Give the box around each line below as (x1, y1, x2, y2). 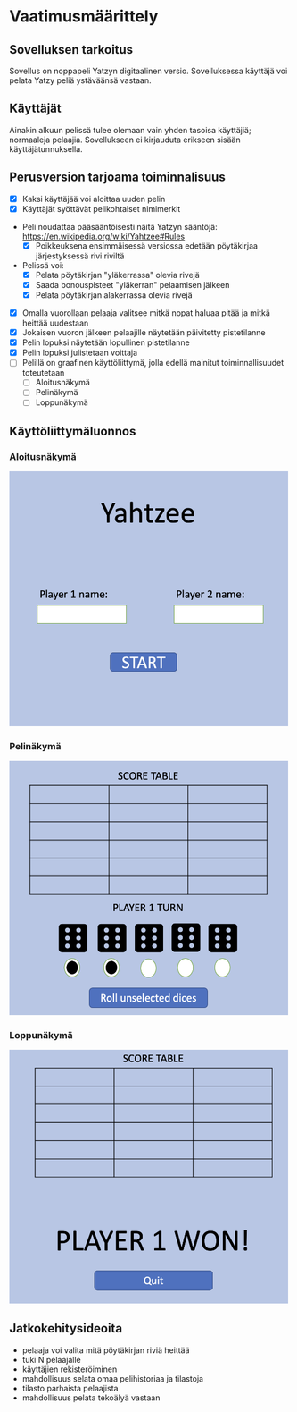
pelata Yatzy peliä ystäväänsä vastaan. (9, 75, 152, 86)
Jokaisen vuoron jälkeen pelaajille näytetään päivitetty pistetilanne (21, 327, 266, 338)
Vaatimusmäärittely (9, 6, 159, 27)
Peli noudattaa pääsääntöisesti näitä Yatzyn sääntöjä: (21, 221, 218, 232)
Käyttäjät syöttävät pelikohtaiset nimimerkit (21, 203, 181, 214)
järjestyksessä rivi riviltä (35, 250, 125, 261)
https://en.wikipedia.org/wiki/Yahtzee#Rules (21, 231, 186, 241)
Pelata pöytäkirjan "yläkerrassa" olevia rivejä (35, 269, 201, 280)
